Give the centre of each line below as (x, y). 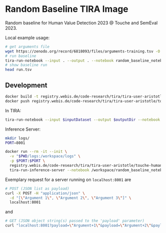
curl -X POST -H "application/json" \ (45, 193)
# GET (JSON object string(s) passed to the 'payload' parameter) (75, 221)
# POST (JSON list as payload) (37, 188)
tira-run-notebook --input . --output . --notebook (59, 60)
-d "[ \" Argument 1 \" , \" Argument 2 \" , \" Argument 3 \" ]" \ (71, 198)
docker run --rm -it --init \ (36, 152)
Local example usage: (27, 38)
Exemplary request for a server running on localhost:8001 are (68, 180)
